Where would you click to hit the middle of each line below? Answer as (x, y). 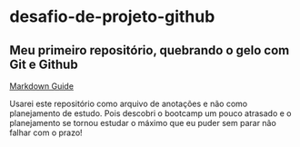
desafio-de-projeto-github (112, 17)
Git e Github (44, 64)
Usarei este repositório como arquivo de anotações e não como (129, 103)
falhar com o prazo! (46, 132)
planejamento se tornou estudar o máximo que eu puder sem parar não (143, 123)
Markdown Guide (42, 86)
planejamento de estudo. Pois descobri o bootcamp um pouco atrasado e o (150, 113)
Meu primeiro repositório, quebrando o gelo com (150, 50)
